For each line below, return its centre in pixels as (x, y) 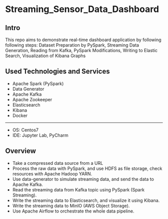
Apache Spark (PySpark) (38, 83)
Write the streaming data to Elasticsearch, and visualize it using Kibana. (86, 200)
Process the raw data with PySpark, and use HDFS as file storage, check (87, 168)
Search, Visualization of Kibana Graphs (45, 56)
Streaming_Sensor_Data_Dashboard (82, 9)
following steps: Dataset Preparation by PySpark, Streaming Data (72, 45)
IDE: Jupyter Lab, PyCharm (40, 135)
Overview (21, 151)
